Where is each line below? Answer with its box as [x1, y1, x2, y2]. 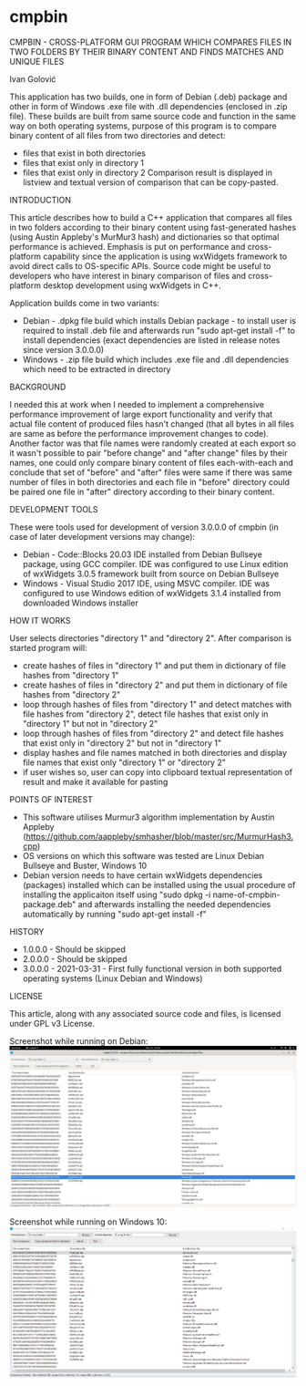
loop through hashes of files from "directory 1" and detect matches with [22, 698, 292, 709]
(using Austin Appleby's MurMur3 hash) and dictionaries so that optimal [9, 231, 280, 243]
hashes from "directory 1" [22, 669, 119, 680]
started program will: [9, 642, 88, 653]
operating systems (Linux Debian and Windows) [22, 973, 203, 984]
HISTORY [9, 926, 45, 936]
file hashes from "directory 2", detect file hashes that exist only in [22, 709, 269, 719]
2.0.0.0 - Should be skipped [22, 953, 127, 964]
